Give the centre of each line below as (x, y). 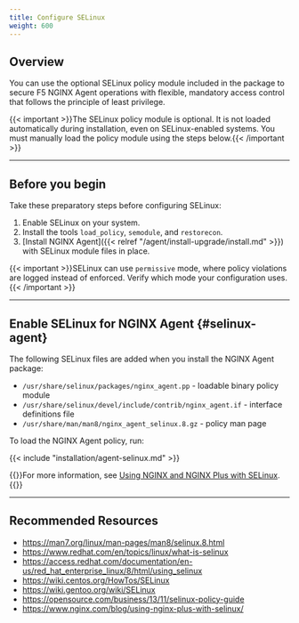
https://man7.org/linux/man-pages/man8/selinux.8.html (123, 542)
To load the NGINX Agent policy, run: (77, 441)
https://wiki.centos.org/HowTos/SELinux (96, 580)
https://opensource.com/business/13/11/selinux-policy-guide (133, 599)
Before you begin (58, 184)
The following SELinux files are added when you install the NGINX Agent (141, 359)
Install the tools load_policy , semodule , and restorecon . (122, 232)
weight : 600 (31, 26)
